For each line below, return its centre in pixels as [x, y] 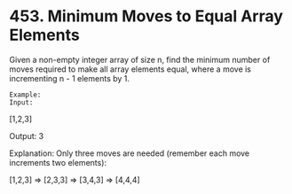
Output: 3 [27, 136]
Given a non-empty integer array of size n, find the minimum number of [140, 59]
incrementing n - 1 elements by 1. [70, 78]
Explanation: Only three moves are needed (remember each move [130, 153]
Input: [21, 102]
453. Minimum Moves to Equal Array [146, 16]
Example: [25, 95]
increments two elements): [58, 162]
